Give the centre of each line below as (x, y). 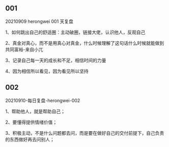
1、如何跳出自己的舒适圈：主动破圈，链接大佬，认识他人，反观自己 (75, 32)
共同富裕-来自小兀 (24, 49)
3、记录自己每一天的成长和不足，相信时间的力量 (56, 60)
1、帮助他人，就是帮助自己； (35, 111)
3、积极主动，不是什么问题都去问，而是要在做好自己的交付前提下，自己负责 (85, 133)
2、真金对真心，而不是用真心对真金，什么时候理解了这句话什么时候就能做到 (85, 43)
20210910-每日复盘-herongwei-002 (43, 100)
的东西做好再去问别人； (30, 139)
